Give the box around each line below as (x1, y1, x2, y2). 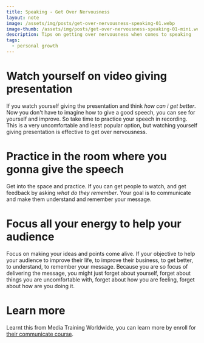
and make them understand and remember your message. (6, 196, 152, 203)
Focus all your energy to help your (6, 217, 182, 230)
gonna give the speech (6, 163, 124, 176)
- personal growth (12, 43, 59, 49)
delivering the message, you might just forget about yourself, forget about (6, 269, 191, 277)
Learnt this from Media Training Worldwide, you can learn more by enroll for (6, 324, 196, 331)
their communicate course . (6, 330, 74, 338)
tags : (6, 37, 20, 43)
